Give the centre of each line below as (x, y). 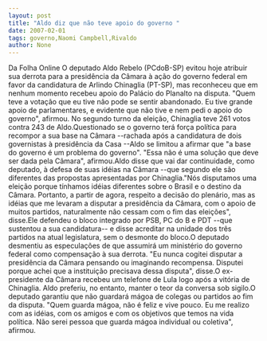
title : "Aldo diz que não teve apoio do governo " (94, 23)
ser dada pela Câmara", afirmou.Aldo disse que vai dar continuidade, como (132, 161)
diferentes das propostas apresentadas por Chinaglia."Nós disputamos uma (133, 178)
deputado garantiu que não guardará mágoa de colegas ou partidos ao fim (131, 296)
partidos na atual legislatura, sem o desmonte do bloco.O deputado (119, 237)
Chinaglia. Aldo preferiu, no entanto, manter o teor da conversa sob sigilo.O (132, 288)
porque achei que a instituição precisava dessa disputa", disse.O (114, 271)
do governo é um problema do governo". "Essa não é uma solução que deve (133, 153)
